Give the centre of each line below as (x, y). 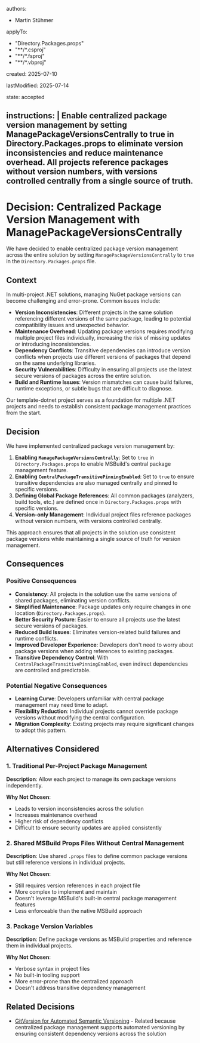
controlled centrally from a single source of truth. (100, 181)
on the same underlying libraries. (56, 363)
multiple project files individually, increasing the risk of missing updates (103, 338)
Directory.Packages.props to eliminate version (95, 144)
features (25, 904)
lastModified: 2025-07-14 (38, 85)
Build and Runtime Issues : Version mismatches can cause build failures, (104, 382)
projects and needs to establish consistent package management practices (99, 407)
